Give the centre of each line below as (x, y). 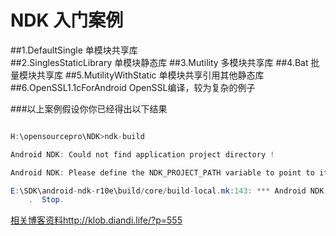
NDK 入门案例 (67, 20)
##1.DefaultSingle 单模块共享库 (74, 50)
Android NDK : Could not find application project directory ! (142, 154)
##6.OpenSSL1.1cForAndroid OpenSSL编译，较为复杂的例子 (133, 87)
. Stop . (46, 200)
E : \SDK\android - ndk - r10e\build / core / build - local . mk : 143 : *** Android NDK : (169, 191)
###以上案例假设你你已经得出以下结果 (89, 108)
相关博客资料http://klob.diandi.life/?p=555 (96, 220)
